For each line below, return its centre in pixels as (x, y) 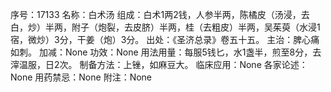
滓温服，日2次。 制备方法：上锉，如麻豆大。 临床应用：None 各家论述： (159, 64)
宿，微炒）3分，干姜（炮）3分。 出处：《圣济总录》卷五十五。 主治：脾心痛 (165, 39)
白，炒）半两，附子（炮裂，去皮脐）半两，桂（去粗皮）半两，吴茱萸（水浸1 (165, 27)
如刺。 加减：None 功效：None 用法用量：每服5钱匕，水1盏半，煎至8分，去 (166, 52)
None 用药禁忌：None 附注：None (81, 77)
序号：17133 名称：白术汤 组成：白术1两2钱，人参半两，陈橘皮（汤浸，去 (160, 14)
